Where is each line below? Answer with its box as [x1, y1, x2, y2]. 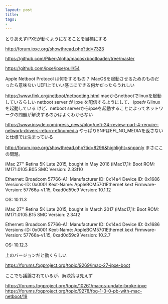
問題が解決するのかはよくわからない [18, 112, 93, 118]
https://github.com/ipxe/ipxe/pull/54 [5, 65, 80, 71]
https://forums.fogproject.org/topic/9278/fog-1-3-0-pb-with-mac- [5, 288, 142, 294]
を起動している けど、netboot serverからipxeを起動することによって [5, 105, 146, 111]
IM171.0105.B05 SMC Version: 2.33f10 [5, 167, 83, 173]
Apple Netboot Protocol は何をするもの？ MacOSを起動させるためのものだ [5, 76, 159, 82]
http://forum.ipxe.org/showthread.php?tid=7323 [5, 46, 104, 52]
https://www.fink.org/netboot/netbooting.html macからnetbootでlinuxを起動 [5, 93, 162, 99]
